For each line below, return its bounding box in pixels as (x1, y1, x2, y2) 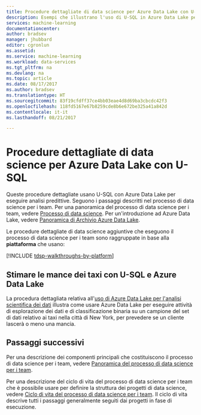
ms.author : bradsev (6, 87, 55, 93)
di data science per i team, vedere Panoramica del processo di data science (6, 360, 193, 367)
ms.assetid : (6, 48, 36, 54)
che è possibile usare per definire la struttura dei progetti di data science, (6, 384, 187, 391)
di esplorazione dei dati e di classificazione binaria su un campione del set (6, 308, 190, 314)
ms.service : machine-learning (6, 53, 82, 59)
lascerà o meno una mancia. (6, 320, 76, 327)
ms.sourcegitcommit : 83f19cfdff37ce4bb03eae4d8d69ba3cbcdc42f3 (6, 98, 167, 104)
